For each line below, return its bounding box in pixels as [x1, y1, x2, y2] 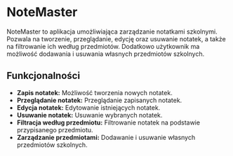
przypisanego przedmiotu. [16, 125, 93, 134]
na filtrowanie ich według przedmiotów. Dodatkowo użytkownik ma [6, 42, 200, 50]
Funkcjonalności [6, 70, 81, 82]
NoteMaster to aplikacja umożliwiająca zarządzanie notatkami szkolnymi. [6, 27, 218, 36]
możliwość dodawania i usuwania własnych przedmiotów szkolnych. [6, 50, 205, 58]
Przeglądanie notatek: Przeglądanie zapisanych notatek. [16, 96, 182, 104]
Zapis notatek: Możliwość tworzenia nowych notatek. [16, 88, 173, 97]
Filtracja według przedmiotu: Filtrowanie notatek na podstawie [16, 118, 201, 127]
